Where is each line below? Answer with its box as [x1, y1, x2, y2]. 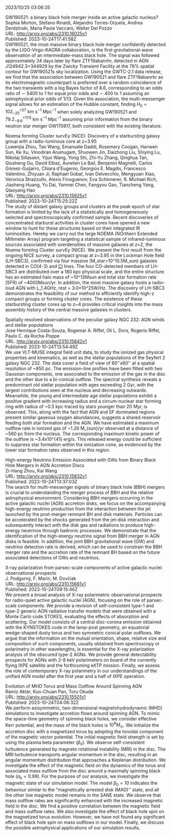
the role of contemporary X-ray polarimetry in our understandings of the [5, 667, 157, 674]
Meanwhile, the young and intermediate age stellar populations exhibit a [5, 392, 157, 398]
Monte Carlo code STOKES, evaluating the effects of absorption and [5, 613, 149, 619]
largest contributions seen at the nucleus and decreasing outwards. [5, 387, 148, 393]
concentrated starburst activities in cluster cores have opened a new [5, 219, 150, 225]
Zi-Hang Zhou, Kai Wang [5, 467, 57, 473]
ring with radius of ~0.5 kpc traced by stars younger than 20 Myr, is [5, 403, 148, 410]
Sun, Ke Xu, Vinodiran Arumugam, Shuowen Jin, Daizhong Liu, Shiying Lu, [5, 149, 161, 155]
